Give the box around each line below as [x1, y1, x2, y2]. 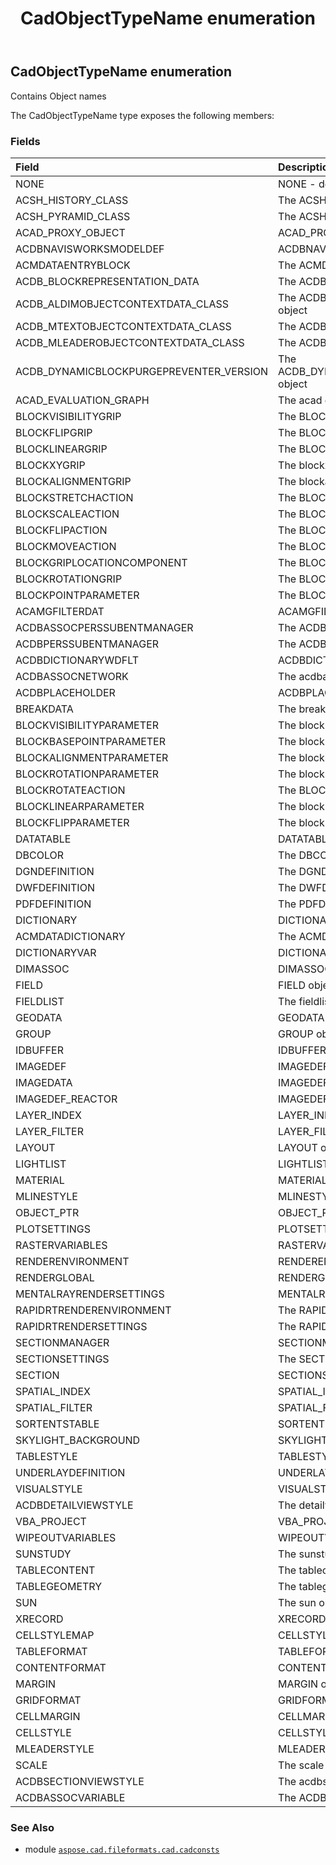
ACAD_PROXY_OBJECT [15, 225, 126, 239]
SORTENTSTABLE [15, 1417, 100, 1431]
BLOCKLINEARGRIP [15, 442, 108, 456]
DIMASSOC [15, 962, 70, 976]
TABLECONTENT [15, 1563, 96, 1577]
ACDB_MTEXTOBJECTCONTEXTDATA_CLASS [15, 319, 232, 333]
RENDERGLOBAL [15, 1270, 95, 1284]
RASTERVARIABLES [15, 1238, 108, 1252]
